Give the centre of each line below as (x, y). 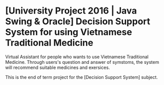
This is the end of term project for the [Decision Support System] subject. (81, 77)
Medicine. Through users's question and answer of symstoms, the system (82, 62)
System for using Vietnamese (69, 32)
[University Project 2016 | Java (71, 11)
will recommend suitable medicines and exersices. (58, 67)
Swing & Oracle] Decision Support (78, 21)
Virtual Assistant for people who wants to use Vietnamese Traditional (77, 57)
